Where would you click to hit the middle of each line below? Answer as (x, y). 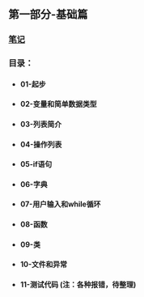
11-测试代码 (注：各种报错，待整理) (78, 284)
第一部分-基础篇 (48, 15)
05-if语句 (36, 164)
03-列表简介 (41, 125)
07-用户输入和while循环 (60, 204)
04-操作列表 (41, 144)
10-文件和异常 (43, 265)
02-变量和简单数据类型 (58, 104)
